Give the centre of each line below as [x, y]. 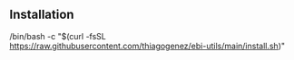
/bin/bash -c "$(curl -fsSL [58, 36]
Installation [42, 15]
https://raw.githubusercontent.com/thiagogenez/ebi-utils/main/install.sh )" [147, 46]
